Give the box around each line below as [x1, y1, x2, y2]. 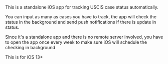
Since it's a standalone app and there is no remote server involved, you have [5, 34, 163, 40]
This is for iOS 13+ [5, 54, 43, 60]
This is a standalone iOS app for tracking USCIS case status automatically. [5, 4, 159, 10]
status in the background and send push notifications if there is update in [5, 19, 156, 25]
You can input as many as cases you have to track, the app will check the [5, 14, 157, 19]
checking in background [5, 45, 55, 50]
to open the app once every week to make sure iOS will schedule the [5, 39, 147, 45]
